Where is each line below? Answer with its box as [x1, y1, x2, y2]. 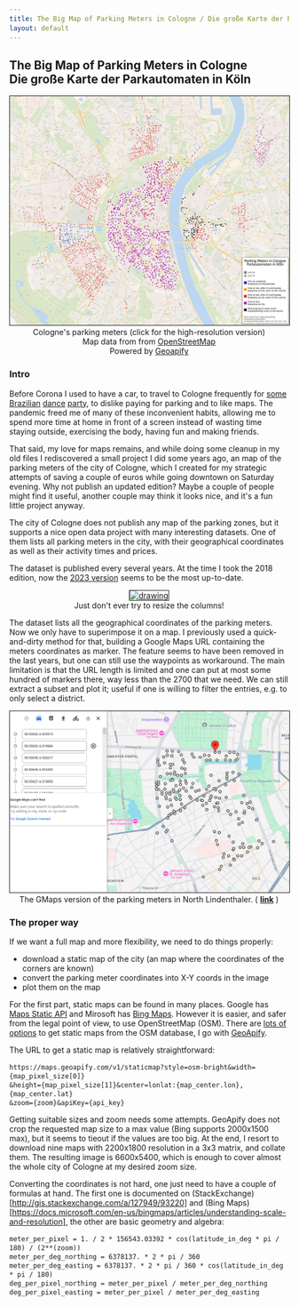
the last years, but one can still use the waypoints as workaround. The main [9, 654, 286, 666]
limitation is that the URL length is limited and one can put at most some [9, 664, 271, 675]
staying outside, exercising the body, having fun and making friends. [9, 426, 260, 437]
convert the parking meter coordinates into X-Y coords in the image [21, 973, 269, 983]
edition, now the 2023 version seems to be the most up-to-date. [9, 572, 244, 582]
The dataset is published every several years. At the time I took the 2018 [9, 563, 273, 573]
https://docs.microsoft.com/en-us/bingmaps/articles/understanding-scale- [12, 1207, 287, 1218]
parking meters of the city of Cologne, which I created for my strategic [9, 462, 268, 473]
